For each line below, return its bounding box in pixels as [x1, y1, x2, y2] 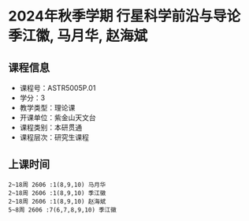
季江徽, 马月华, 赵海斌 [8, 27, 148, 45]
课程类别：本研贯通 [19, 123, 83, 132]
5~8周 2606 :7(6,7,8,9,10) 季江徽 [8, 206, 117, 214]
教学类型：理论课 [19, 103, 76, 112]
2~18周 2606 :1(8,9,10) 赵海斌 [8, 197, 106, 205]
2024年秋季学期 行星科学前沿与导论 [8, 7, 241, 25]
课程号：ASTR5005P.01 [19, 84, 96, 92]
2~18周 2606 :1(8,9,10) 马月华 [8, 181, 106, 189]
